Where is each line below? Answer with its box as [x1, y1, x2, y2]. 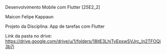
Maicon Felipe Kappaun [5, 14, 54, 19]
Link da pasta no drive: [5, 33, 52, 39]
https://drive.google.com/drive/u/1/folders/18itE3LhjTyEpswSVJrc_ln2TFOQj [5, 38, 161, 44]
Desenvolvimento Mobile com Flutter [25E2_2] [5, 4, 101, 10]
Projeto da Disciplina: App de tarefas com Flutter [5, 23, 105, 29]
